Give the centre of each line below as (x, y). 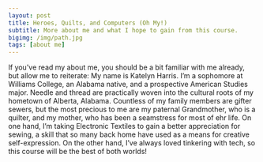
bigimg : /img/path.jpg (45, 38)
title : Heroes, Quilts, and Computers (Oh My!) (88, 23)
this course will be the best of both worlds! (78, 152)
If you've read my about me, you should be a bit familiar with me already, (126, 67)
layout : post (30, 15)
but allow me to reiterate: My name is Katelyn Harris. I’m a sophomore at (126, 76)
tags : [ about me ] (37, 45)
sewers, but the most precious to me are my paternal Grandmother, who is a (132, 109)
